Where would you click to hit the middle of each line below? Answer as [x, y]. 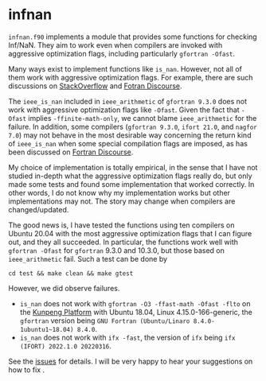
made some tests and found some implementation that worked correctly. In [131, 184]
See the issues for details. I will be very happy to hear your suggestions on [131, 361]
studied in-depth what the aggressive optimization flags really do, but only [130, 176]
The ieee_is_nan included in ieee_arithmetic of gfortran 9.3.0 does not [128, 101]
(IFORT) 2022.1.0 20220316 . [65, 346]
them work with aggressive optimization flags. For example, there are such [131, 77]
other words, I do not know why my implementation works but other [119, 192]
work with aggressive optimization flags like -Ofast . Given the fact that [124, 110]
